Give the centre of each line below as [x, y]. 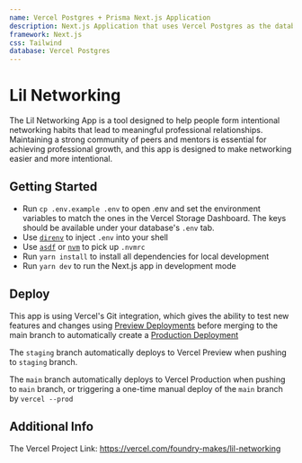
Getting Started [53, 187]
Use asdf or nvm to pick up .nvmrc [84, 246]
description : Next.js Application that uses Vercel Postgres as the [140, 26]
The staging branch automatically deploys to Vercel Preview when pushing [148, 352]
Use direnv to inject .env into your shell [95, 237]
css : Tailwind [36, 43]
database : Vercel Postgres [60, 51]
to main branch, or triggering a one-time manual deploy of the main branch [146, 388]
